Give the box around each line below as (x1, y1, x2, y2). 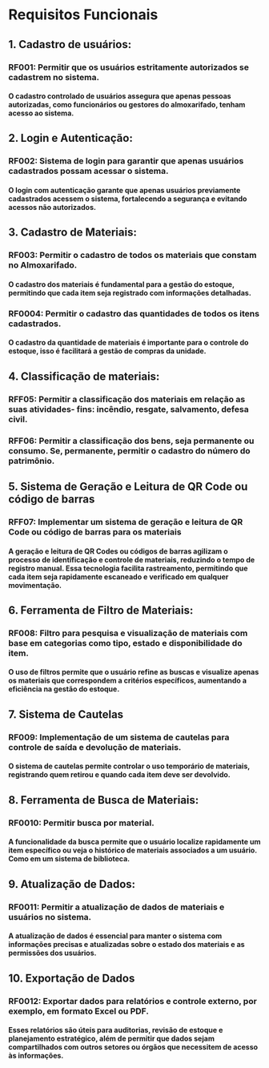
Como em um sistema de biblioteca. (8, 854, 130, 864)
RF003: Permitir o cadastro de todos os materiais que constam (8, 250, 257, 261)
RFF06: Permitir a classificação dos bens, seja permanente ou (8, 435, 255, 446)
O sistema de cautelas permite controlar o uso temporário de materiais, (8, 761, 251, 771)
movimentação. (8, 580, 62, 590)
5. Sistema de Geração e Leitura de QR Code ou (8, 480, 248, 494)
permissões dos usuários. (8, 948, 97, 958)
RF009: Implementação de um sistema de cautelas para (8, 731, 230, 743)
